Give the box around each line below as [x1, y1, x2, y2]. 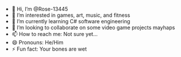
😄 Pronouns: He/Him [11, 39, 64, 46]
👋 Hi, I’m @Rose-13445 [11, 6, 68, 12]
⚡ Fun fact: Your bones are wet [11, 45, 87, 52]
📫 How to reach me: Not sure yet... [11, 31, 98, 37]
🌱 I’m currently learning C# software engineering [11, 18, 131, 24]
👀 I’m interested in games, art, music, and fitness [11, 12, 131, 19]
